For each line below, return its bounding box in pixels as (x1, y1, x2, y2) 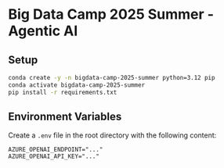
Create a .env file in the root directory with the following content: (8, 130, 217, 140)
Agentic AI (8, 22, 78, 40)
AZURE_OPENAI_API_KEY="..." (8, 152, 100, 161)
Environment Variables (8, 110, 122, 123)
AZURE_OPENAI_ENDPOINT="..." (8, 146, 103, 154)
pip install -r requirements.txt (8, 88, 117, 96)
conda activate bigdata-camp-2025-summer (8, 80, 146, 89)
